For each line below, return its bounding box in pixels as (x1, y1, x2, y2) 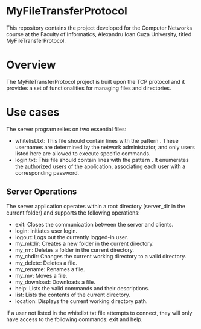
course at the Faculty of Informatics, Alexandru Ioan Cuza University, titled (6, 30, 192, 37)
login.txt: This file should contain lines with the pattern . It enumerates (14, 156, 189, 163)
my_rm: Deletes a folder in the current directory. (14, 246, 135, 254)
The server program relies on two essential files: (6, 125, 127, 133)
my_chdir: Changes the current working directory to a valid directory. (14, 252, 187, 260)
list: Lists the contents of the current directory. (14, 291, 131, 298)
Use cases (6, 105, 60, 119)
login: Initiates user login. (14, 227, 78, 234)
